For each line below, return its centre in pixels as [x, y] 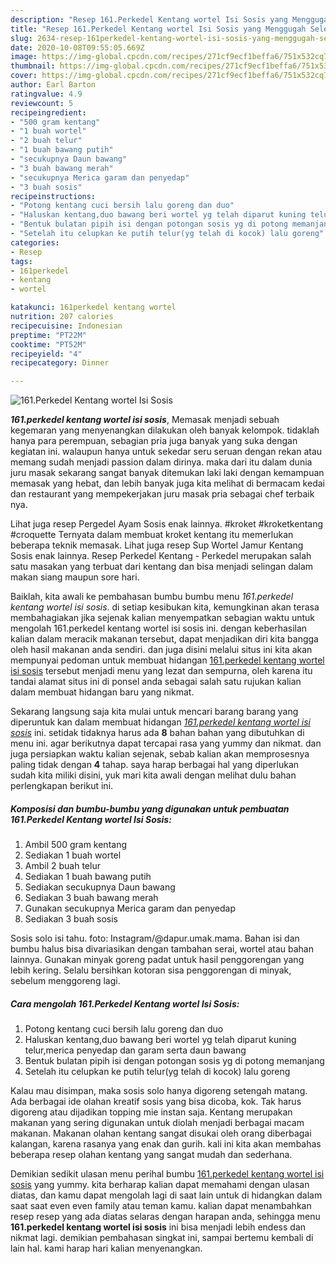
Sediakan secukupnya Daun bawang [100, 887]
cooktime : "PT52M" [48, 344]
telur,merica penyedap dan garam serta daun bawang [135, 1050]
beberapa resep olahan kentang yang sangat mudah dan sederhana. [151, 1155]
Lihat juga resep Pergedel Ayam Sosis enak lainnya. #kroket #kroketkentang [167, 524]
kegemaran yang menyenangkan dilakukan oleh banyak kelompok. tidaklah [165, 430]
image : [24, 57]
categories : [35, 242]
